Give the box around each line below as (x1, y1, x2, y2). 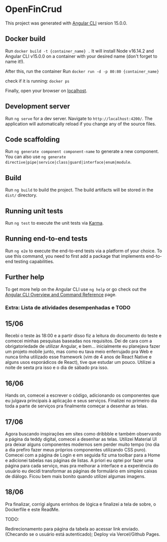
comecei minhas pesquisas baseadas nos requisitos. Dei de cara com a (5, 338, 152, 344)
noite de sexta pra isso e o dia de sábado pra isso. (5, 364, 109, 371)
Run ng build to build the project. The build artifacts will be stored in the (5, 187, 154, 193)
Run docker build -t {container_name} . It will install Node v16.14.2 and (5, 48, 154, 54)
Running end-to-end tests (5, 234, 88, 243)
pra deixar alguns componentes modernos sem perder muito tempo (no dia (5, 441, 160, 447)
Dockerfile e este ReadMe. (5, 506, 60, 512)
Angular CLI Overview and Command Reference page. (5, 291, 117, 297)
